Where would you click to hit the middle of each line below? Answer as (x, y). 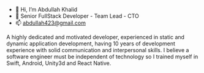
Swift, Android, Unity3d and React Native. (59, 63)
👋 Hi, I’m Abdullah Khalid (46, 10)
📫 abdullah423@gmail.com (50, 23)
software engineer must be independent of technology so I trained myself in (102, 56)
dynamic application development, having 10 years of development (91, 44)
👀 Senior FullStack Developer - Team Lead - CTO (77, 16)
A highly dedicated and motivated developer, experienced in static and (96, 37)
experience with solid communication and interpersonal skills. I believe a (98, 50)
